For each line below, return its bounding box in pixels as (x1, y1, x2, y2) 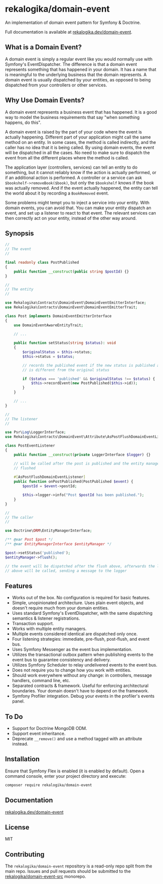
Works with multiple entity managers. (12, 626, 87, 632)
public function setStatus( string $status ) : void (14, 340, 116, 346)
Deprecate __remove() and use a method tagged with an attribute (12, 736, 142, 742)
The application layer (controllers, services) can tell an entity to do (5, 164, 138, 170)
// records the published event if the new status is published (22, 363, 155, 368)
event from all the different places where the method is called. (5, 155, 130, 160)
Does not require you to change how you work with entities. (12, 667, 131, 673)
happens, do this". (5, 119, 42, 125)
